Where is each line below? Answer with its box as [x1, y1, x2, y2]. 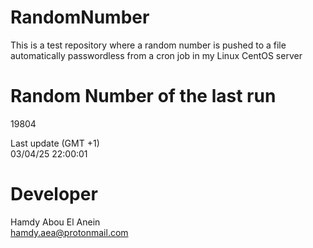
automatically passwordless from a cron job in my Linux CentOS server [10, 49, 303, 61]
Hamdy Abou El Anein [10, 216, 101, 228]
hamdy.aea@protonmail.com [10, 226, 129, 238]
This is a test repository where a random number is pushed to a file [10, 39, 287, 51]
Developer [10, 183, 98, 206]
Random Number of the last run [10, 85, 277, 108]
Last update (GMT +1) [10, 137, 100, 149]
